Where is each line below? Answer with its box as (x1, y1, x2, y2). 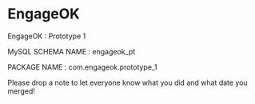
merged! (7, 86, 35, 96)
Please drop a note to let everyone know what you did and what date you (7, 78, 249, 87)
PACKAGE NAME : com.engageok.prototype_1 (7, 62, 157, 72)
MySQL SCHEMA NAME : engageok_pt (7, 46, 136, 56)
